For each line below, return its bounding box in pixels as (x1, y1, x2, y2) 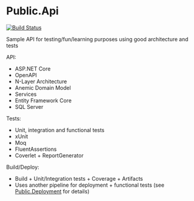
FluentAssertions (14, 145, 57, 153)
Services (14, 90, 37, 98)
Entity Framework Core (14, 97, 72, 104)
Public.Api (6, 4, 59, 18)
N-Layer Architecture (14, 78, 67, 85)
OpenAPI (14, 71, 37, 78)
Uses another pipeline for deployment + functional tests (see (14, 181, 165, 188)
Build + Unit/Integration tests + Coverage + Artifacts (14, 175, 143, 182)
